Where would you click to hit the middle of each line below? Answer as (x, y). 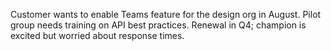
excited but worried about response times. (97, 35)
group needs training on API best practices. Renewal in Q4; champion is (158, 25)
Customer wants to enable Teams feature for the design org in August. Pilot (166, 14)
